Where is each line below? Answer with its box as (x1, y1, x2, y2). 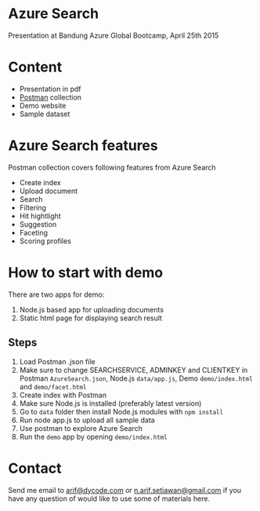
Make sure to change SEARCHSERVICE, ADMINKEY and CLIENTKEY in (19, 365, 248, 374)
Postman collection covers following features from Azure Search (8, 162, 217, 172)
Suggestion (19, 219, 57, 228)
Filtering (19, 203, 47, 212)
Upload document (19, 186, 78, 195)
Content (8, 58, 63, 76)
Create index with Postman (19, 390, 107, 400)
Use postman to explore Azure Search (19, 423, 143, 433)
